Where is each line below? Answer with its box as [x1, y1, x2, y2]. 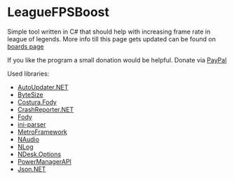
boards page [7, 42, 44, 50]
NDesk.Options [17, 150, 62, 158]
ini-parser [17, 120, 46, 128]
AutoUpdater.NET [17, 83, 69, 91]
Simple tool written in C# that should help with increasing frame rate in [7, 27, 211, 36]
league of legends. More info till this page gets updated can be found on [7, 34, 216, 43]
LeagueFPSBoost [7, 4, 110, 20]
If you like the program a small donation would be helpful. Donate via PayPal [7, 55, 227, 64]
